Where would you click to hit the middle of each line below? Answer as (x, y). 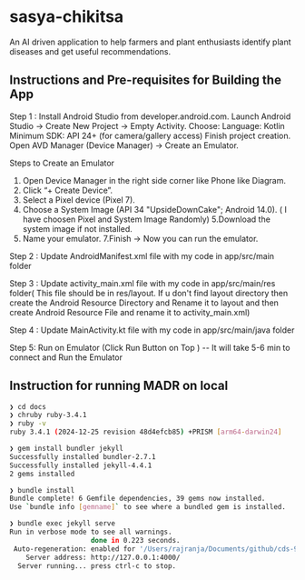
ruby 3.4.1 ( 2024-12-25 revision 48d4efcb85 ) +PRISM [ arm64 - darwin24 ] (146, 432)
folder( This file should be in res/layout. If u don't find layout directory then (149, 293)
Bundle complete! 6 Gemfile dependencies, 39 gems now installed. (138, 499)
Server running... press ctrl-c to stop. (97, 565)
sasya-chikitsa (67, 17)
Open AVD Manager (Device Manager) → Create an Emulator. (124, 145)
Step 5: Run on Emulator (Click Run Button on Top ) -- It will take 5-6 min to (150, 347)
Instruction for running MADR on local (119, 386)
